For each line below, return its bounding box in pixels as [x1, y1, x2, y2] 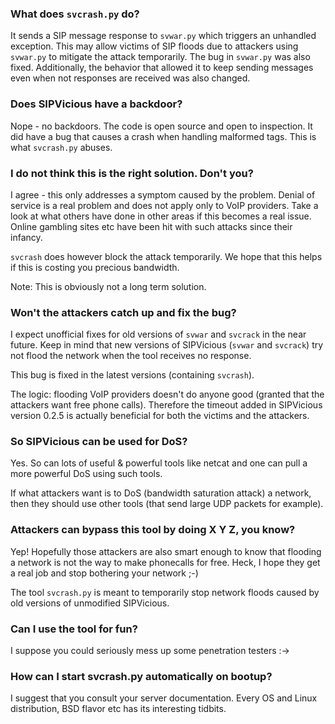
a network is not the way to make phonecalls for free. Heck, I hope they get [10, 556, 321, 568]
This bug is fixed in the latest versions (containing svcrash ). [10, 369, 255, 381]
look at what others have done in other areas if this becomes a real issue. [10, 210, 312, 222]
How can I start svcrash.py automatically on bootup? [10, 670, 273, 683]
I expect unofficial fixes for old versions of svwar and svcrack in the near [10, 328, 307, 341]
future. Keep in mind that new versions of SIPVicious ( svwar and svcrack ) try [10, 339, 324, 351]
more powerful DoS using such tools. [10, 468, 163, 480]
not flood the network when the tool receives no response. [10, 350, 252, 362]
